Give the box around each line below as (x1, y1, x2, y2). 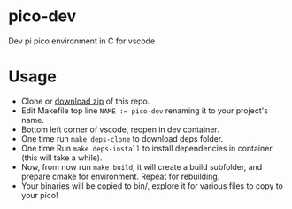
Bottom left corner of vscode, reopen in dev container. (20, 124, 219, 135)
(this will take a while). (20, 152, 103, 163)
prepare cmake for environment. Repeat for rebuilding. (20, 171, 220, 182)
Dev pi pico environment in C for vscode (8, 35, 156, 46)
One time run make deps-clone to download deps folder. (20, 133, 224, 143)
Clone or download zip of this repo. (20, 96, 150, 106)
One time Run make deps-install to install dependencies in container (20, 143, 273, 153)
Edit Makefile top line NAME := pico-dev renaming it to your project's (20, 104, 269, 116)
